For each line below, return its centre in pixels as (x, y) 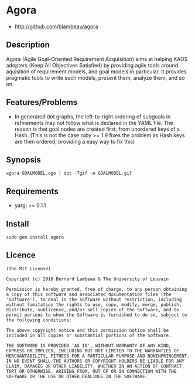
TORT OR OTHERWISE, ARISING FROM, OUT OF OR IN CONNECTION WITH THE (91, 371)
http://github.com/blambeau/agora (56, 26)
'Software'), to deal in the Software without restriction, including (94, 300)
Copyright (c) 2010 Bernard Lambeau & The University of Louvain (87, 279)
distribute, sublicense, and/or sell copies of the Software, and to (93, 310)
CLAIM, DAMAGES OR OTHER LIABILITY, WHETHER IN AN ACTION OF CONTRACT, (95, 366)
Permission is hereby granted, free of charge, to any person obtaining (97, 289)
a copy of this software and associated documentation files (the (89, 294)
